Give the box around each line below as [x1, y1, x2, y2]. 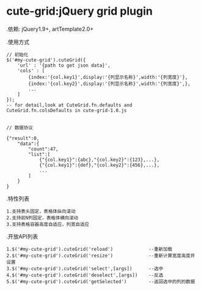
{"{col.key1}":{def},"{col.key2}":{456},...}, [38, 162, 160, 168]
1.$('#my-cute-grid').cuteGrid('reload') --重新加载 [6, 246, 173, 252]
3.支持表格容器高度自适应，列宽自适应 [6, 221, 90, 227]
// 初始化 [6, 51, 29, 57]
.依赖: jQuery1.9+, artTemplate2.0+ [6, 25, 94, 32]
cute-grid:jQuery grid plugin [6, 4, 153, 18]
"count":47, [28, 145, 59, 152]
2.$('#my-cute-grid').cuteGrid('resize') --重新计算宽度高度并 [6, 252, 196, 259]
